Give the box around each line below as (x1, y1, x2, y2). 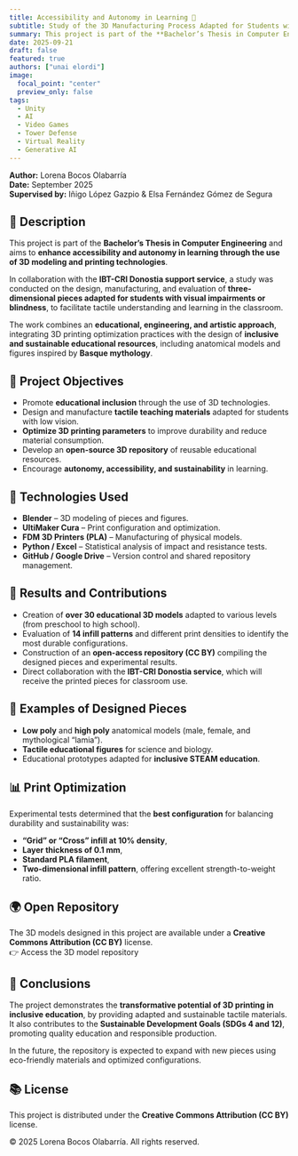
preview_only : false (17, 87, 93, 96)
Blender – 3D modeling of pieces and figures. (21, 513, 189, 524)
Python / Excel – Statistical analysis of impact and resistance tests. (21, 542, 268, 552)
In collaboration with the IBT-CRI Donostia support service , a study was (9, 274, 274, 285)
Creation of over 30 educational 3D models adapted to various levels (21, 609, 278, 620)
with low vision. (21, 416, 80, 427)
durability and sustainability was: (9, 817, 129, 828)
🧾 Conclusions (9, 975, 91, 991)
